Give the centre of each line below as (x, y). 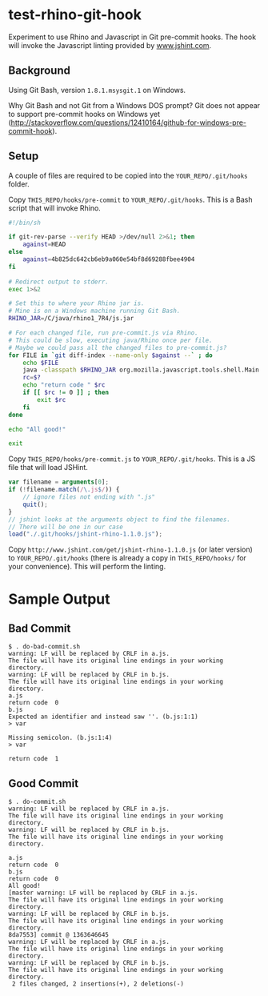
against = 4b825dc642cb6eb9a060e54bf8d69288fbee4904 (109, 259)
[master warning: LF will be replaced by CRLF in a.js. (103, 893)
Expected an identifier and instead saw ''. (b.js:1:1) (103, 717)
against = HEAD (44, 245)
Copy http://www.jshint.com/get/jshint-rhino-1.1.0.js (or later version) (131, 549)
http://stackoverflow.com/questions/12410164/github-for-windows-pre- (128, 122)
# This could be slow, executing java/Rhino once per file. (111, 340)
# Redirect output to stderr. (59, 282)
